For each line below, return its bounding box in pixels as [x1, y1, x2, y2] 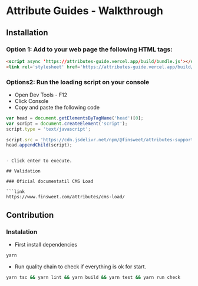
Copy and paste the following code [14, 104, 100, 111]
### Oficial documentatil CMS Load [6, 178, 94, 185]
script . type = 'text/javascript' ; [6, 126, 91, 132]
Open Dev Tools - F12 [14, 91, 68, 98]
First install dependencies [14, 241, 78, 248]
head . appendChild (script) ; [6, 142, 72, 148]
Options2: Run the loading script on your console [6, 78, 150, 86]
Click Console [14, 97, 49, 104]
